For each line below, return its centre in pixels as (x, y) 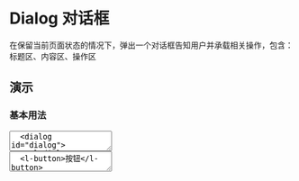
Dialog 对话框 (59, 18)
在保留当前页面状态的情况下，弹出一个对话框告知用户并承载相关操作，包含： (151, 45)
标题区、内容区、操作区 (53, 56)
